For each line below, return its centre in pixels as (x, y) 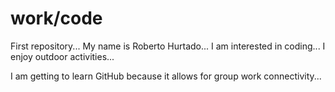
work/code (56, 18)
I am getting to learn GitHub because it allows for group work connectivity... (166, 76)
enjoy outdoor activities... (62, 56)
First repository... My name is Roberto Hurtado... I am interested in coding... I (168, 46)
